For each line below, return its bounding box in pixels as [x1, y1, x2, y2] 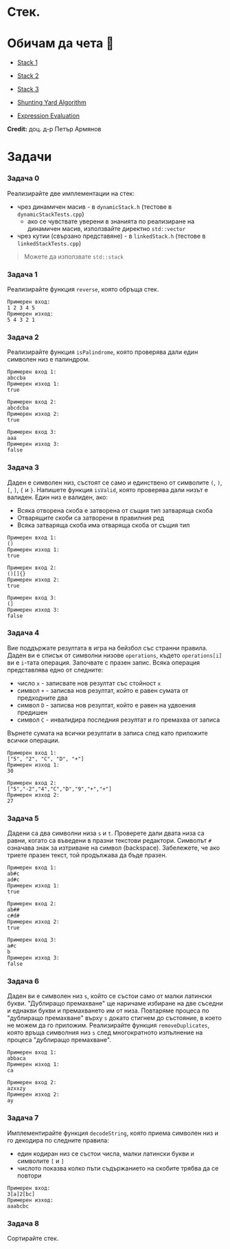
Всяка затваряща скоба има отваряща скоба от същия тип [16, 520, 190, 529]
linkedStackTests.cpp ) [16, 239, 82, 247]
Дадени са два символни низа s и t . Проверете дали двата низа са [7, 829, 205, 837]
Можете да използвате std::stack [23, 252, 124, 261]
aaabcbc [7, 1202, 30, 1210]
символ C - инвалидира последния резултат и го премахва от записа [16, 716, 220, 724]
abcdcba [7, 405, 30, 412]
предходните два [16, 694, 68, 702]
